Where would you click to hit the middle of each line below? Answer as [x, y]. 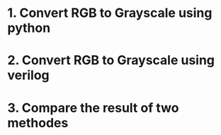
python [29, 28]
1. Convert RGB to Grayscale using [110, 13]
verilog [28, 75]
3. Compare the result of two [93, 108]
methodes [38, 123]
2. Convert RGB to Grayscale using [111, 60]
